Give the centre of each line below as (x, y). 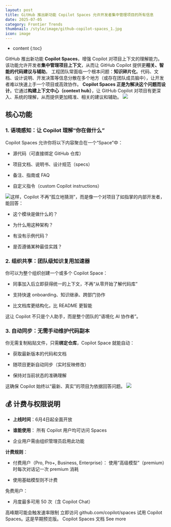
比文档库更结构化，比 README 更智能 (52, 305)
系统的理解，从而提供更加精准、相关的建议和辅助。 (68, 97)
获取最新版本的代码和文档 (40, 354)
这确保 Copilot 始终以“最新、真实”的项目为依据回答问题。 (65, 386)
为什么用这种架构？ (33, 224)
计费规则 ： (17, 452)
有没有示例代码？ (31, 236)
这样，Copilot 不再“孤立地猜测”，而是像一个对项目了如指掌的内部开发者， (88, 196)
